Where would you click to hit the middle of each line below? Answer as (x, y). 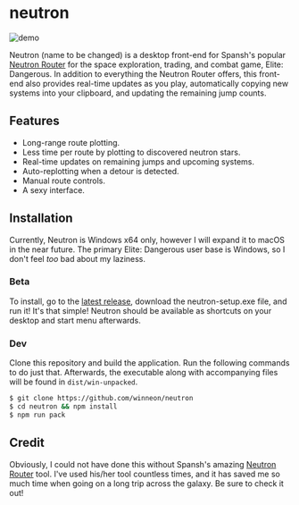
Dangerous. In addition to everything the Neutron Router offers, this (133, 73)
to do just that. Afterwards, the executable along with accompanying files (144, 373)
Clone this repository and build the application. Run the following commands (149, 363)
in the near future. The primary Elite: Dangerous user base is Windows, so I (147, 249)
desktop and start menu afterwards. (75, 320)
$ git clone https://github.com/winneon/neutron (101, 399)
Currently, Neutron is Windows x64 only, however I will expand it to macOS (147, 240)
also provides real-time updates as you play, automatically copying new (157, 83)
